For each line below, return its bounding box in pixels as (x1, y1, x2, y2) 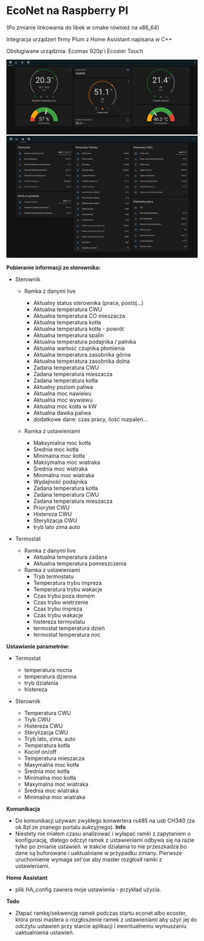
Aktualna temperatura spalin (33, 332, 104, 339)
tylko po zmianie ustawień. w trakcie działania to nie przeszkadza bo (15, 843, 187, 850)
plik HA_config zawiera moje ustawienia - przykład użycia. (15, 886, 161, 894)
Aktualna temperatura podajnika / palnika (33, 338, 137, 346)
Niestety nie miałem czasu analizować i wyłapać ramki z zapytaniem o (15, 830, 191, 838)
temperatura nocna (24, 666, 73, 674)
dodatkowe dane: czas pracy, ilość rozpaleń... (33, 416, 148, 423)
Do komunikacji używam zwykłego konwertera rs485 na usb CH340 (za (15, 817, 195, 825)
